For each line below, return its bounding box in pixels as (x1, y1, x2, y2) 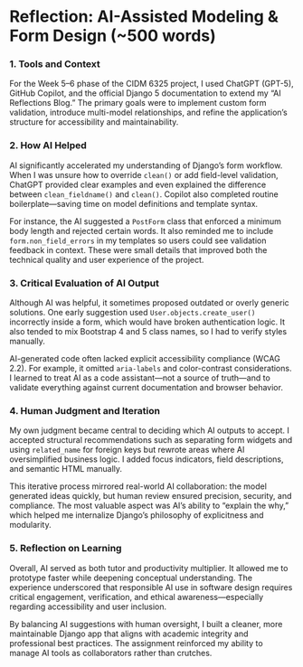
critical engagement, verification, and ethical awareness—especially (9, 591, 264, 602)
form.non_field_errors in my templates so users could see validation (9, 235, 267, 246)
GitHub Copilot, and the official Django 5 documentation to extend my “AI (9, 88, 282, 99)
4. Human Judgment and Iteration (9, 405, 161, 417)
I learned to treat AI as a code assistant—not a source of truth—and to (9, 372, 271, 383)
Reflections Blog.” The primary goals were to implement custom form (9, 98, 267, 108)
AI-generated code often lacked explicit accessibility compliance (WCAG (9, 353, 280, 364)
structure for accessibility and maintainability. (9, 117, 179, 127)
